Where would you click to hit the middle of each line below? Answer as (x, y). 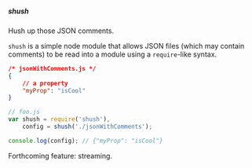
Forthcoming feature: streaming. (60, 155)
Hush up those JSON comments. (61, 31)
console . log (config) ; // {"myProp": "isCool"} (86, 141)
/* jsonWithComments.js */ (52, 68)
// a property (45, 83)
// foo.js (24, 112)
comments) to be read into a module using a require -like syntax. (113, 54)
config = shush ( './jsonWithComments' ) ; (88, 127)
